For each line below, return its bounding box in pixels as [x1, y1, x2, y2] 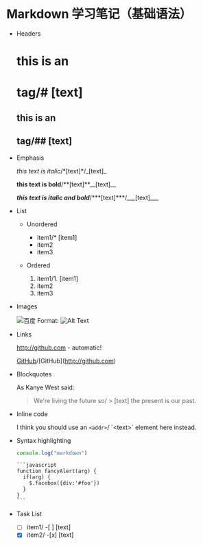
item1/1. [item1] [36, 274, 79, 282]
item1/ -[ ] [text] [26, 523, 71, 531]
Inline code [16, 409, 49, 418]
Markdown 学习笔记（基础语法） [6, 6, 193, 22]
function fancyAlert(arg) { [16, 468, 97, 475]
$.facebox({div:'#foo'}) [29, 480, 100, 487]
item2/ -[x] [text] [26, 531, 74, 539]
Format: [36, 316, 60, 324]
